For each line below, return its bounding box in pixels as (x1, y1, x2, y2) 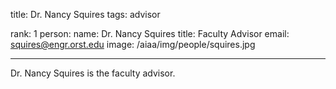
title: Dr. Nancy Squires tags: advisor (10, 9, 161, 20)
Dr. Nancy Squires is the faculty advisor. (10, 67, 176, 79)
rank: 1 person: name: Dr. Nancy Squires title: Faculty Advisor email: (10, 28, 290, 39)
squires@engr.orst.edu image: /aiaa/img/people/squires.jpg (10, 39, 256, 50)
